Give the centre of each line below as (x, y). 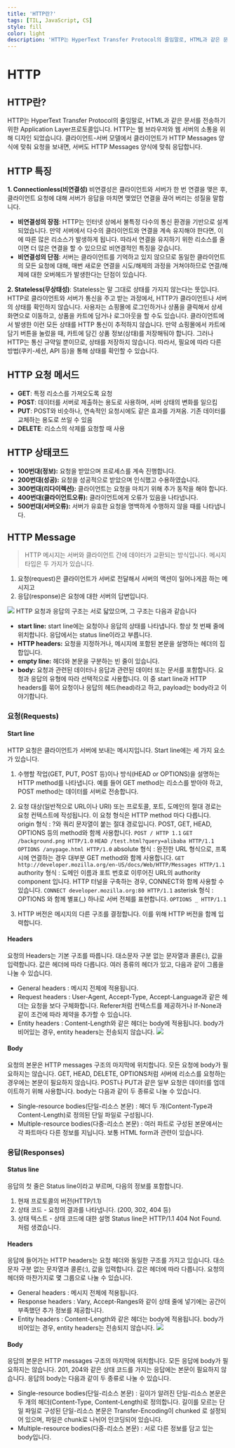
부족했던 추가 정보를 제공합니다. (60, 1310)
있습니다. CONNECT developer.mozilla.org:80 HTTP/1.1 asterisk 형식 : (115, 890)
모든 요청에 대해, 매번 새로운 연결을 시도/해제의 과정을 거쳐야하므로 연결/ (123, 265)
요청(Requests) (33, 716)
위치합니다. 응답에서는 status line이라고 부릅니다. (85, 635)
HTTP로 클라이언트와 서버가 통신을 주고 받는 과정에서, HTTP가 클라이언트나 (111, 298)
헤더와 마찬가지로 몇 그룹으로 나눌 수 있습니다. (70, 1278)
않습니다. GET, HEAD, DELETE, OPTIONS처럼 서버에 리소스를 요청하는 (129, 1073)
